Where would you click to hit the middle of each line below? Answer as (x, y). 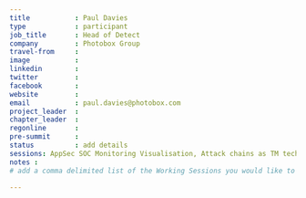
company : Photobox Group (75, 43)
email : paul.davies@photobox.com (95, 103)
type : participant (69, 26)
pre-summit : (44, 137)
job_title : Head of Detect (75, 35)
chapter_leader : (44, 120)
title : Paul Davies (69, 18)
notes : (24, 162)
